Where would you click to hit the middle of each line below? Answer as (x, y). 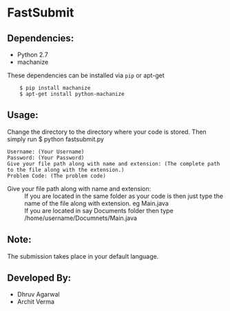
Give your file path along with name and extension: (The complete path (114, 163)
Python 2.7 (32, 54)
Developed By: (39, 278)
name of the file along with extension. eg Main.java (96, 203)
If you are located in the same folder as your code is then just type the (124, 196)
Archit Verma (36, 302)
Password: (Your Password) (46, 158)
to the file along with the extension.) (66, 170)
